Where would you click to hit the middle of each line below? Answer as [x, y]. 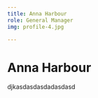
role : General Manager [40, 20]
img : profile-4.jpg [36, 27]
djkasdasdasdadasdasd [41, 87]
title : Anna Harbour [37, 14]
